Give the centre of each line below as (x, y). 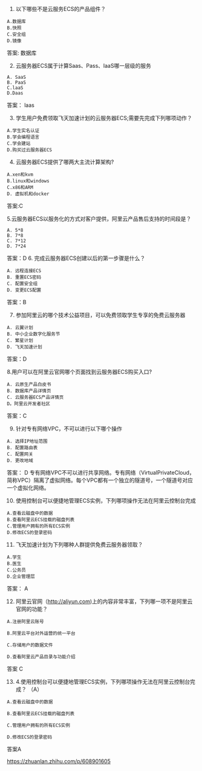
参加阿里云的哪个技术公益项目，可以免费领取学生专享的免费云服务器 (100, 315)
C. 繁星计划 (20, 341)
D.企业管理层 (21, 576)
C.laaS (15, 88)
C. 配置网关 (20, 454)
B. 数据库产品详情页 (29, 391)
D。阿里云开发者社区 (29, 404)
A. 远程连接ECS (24, 271)
